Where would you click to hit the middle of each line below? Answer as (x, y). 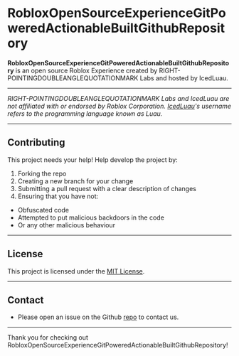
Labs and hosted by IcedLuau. (184, 78)
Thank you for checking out (48, 338)
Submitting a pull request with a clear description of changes (107, 188)
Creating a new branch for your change (75, 181)
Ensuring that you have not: (58, 196)
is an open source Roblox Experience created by (86, 70)
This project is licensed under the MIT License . (76, 271)
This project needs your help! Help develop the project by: (92, 160)
